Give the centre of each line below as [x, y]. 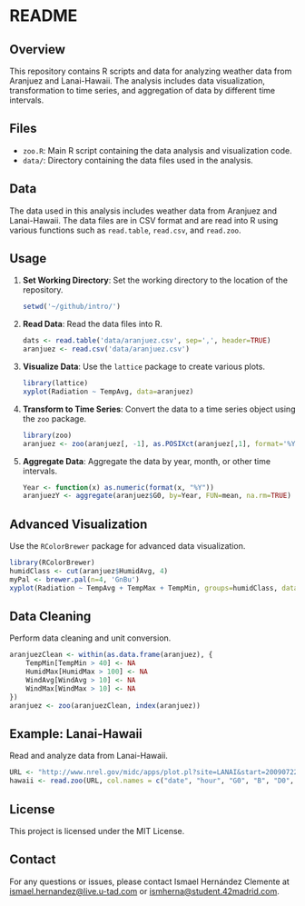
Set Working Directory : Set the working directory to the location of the [155, 280]
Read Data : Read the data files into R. [93, 324]
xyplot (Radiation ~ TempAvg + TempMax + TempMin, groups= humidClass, [144, 588]
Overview [38, 50]
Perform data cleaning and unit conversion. [90, 638]
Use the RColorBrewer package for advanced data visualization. [128, 546]
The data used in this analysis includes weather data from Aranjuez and [143, 211]
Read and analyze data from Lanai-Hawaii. [89, 756]
